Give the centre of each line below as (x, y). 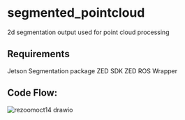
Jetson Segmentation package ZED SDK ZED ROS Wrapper (92, 70)
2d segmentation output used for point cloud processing (88, 32)
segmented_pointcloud (76, 13)
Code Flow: (32, 93)
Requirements (38, 54)
